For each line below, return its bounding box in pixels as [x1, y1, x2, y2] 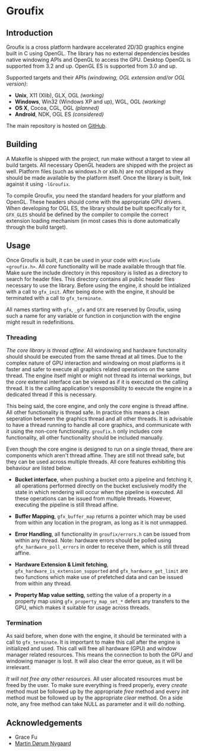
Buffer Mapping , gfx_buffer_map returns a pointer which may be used [14, 512, 186, 520]
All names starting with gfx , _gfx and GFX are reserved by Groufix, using [6, 306, 181, 313]
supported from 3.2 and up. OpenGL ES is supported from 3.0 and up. [6, 62, 177, 69]
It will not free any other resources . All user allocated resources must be [6, 675, 183, 682]
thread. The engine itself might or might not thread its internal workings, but [6, 372, 192, 379]
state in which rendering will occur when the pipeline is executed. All [14, 488, 183, 495]
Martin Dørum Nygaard [14, 740, 71, 747]
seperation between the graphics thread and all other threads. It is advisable [6, 415, 193, 422]
